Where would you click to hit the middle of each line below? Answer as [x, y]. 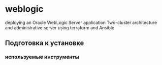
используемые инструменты [42, 57]
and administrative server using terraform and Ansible [60, 27]
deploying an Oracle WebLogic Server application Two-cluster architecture [81, 22]
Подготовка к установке [45, 43]
